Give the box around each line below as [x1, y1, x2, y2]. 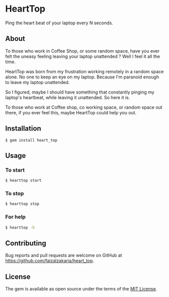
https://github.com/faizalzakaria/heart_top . [5, 258, 94, 264]
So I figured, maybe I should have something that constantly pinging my [5, 89, 155, 95]
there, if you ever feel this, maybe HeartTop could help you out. [5, 109, 137, 115]
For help [5, 214, 26, 221]
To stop [5, 190, 24, 197]
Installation [5, 124, 41, 133]
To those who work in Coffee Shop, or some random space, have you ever [5, 48, 160, 54]
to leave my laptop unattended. [5, 79, 70, 85]
